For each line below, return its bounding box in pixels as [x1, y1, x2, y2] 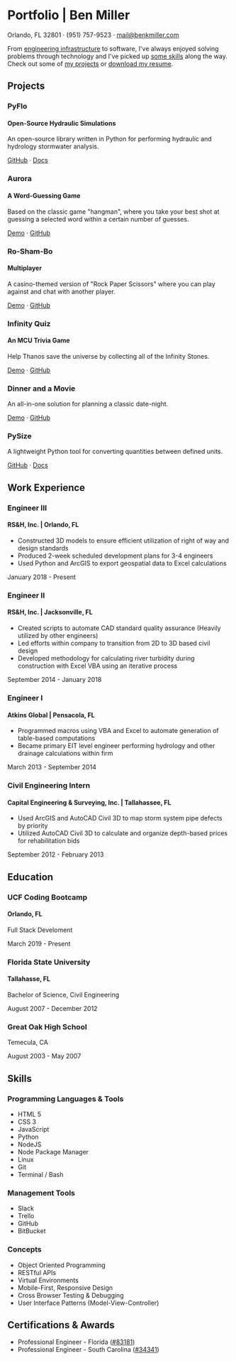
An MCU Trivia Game [7, 336, 70, 345]
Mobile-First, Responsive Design [17, 1283, 113, 1292]
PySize [7, 431, 32, 441]
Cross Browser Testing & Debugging [17, 1291, 124, 1299]
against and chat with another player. [7, 287, 116, 295]
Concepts [7, 1245, 43, 1254]
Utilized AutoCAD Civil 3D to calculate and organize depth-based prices [17, 829, 228, 837]
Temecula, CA [7, 1038, 48, 1047]
